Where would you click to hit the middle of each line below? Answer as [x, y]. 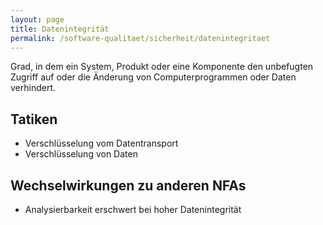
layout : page [37, 19]
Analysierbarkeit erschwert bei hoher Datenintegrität [133, 209]
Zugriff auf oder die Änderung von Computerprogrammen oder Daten [153, 77]
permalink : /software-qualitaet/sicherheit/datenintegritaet [140, 38]
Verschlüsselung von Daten [81, 154]
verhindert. [33, 88]
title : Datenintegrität [60, 29]
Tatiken [34, 119]
